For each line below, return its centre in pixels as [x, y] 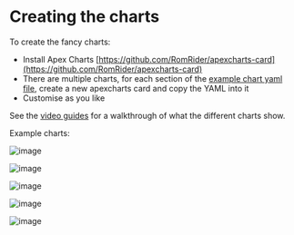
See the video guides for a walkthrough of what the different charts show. [147, 115]
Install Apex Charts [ [61, 59]
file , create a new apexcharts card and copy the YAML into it [136, 88]
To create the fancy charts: [60, 42]
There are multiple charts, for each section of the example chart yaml [152, 78]
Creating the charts [85, 17]
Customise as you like [64, 98]
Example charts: [40, 132]
